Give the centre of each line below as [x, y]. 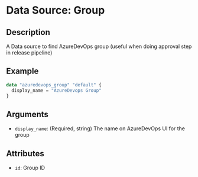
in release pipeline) [29, 53]
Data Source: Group [56, 10]
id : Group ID [30, 168]
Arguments [27, 114]
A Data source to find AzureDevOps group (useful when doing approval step [99, 46]
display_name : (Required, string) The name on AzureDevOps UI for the [100, 128]
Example [22, 71]
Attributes [25, 154]
